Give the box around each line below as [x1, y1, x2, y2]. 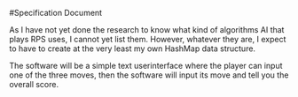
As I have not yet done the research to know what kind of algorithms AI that [9, 25, 285, 34]
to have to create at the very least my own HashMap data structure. [9, 43, 255, 54]
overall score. [9, 79, 59, 89]
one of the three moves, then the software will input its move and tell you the [9, 70, 289, 80]
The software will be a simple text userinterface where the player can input [9, 61, 283, 71]
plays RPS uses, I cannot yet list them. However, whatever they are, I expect [9, 34, 286, 44]
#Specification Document [9, 8, 103, 18]
